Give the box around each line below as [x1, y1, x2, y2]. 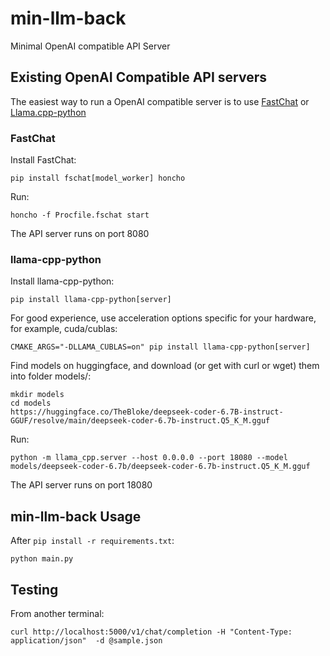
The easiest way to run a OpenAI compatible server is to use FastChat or [10, 95, 310, 107]
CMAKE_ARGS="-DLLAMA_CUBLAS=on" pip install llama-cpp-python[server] [10, 342, 311, 352]
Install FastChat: [10, 154, 77, 166]
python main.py [10, 554, 74, 564]
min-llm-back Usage [10, 508, 142, 525]
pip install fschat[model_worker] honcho [10, 173, 186, 184]
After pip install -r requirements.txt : [10, 535, 175, 547]
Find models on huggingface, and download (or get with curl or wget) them [10, 360, 320, 372]
